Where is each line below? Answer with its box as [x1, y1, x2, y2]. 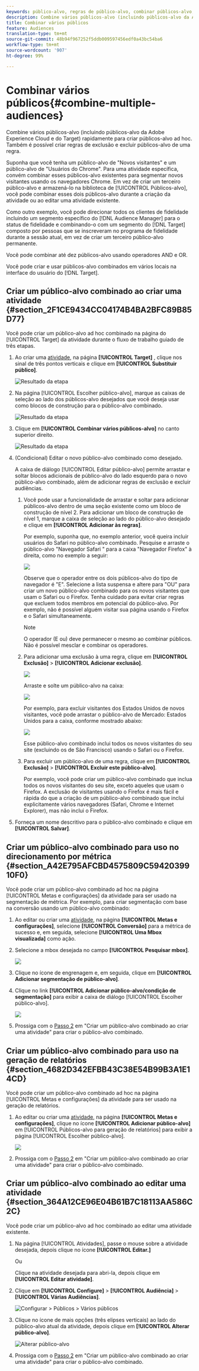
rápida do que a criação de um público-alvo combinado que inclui [23, 795, 185, 802]
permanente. [6, 240, 37, 247]
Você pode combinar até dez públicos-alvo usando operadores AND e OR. [6, 251, 188, 258]
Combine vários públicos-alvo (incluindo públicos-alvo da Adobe [6, 128, 165, 135]
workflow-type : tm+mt [6, 42, 60, 48]
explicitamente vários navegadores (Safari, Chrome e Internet [23, 801, 174, 808]
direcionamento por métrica [6, 851, 111, 861]
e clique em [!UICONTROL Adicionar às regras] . [23, 522, 142, 529]
